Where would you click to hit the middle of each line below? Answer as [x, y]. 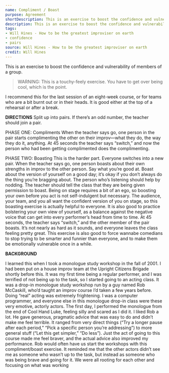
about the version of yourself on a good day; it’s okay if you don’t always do [84, 174]
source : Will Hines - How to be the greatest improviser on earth [76, 47]
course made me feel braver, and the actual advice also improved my [77, 338]
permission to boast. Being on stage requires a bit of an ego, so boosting [81, 190]
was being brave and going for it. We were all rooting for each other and [80, 360]
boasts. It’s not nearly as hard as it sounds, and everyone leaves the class [81, 228]
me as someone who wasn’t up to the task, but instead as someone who [80, 354]
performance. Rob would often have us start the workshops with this [76, 344]
